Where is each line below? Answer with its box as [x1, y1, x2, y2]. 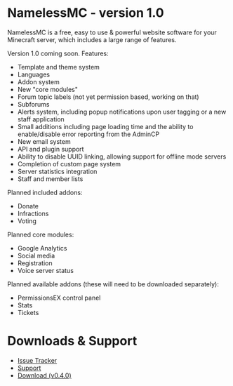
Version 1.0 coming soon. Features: [7, 49, 109, 58]
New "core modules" [17, 85, 79, 93]
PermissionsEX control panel [17, 293, 101, 302]
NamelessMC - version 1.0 [7, 5, 164, 21]
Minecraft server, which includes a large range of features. [7, 35, 177, 44]
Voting [17, 216, 36, 225]
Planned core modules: [7, 230, 74, 239]
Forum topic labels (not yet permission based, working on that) [17, 93, 199, 101]
